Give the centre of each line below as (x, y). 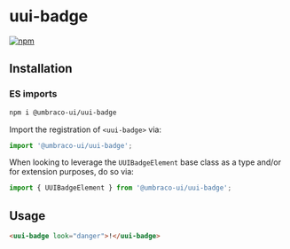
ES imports (33, 94)
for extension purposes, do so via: (72, 172)
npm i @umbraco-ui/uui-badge (63, 113)
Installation (41, 69)
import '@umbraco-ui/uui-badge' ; (71, 145)
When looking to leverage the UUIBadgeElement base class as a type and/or (145, 162)
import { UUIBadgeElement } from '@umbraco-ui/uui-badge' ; (121, 188)
